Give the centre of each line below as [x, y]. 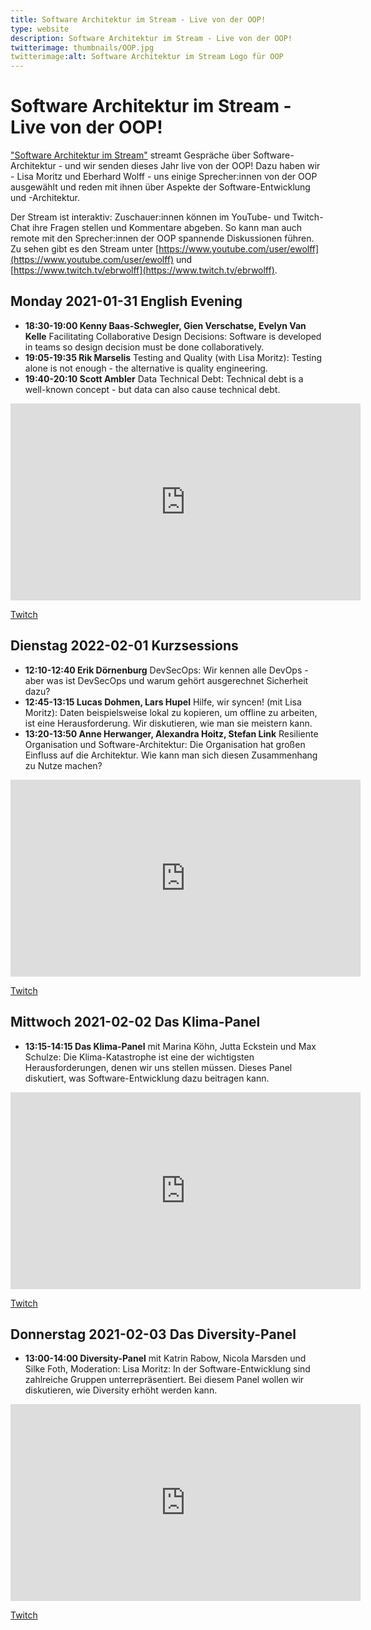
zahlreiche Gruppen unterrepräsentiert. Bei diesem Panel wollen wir [164, 1380]
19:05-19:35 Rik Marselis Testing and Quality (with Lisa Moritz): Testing [173, 357]
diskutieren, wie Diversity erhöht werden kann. [121, 1390]
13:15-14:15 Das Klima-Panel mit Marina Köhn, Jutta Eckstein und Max [170, 1046]
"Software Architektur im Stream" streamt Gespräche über [130, 155]
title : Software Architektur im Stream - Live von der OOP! [138, 19]
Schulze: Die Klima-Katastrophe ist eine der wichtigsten [139, 1057]
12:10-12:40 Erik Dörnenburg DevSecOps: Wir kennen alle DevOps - [166, 670]
